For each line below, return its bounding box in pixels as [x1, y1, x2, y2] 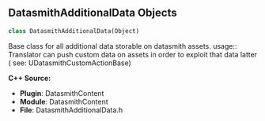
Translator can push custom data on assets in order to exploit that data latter [8, 49, 258, 59]
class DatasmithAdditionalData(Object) [8, 27, 140, 35]
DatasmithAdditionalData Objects [8, 6, 177, 20]
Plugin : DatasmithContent [19, 88, 104, 97]
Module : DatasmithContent [19, 97, 108, 106]
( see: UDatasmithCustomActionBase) [8, 58, 132, 68]
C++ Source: [8, 73, 51, 82]
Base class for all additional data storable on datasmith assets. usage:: [8, 41, 237, 50]
